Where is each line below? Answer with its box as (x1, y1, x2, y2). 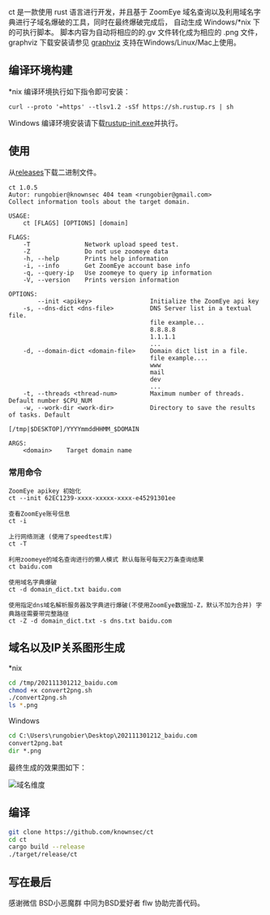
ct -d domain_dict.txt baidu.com (8, 585, 122, 593)
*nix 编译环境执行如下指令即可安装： (8, 86, 131, 96)
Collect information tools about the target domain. (8, 197, 191, 205)
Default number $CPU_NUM (8, 396, 92, 404)
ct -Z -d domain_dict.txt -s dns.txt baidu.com (8, 616, 173, 625)
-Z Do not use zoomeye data (23, 247, 169, 256)
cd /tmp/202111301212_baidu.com (8, 679, 118, 687)
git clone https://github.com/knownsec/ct (8, 827, 154, 836)
